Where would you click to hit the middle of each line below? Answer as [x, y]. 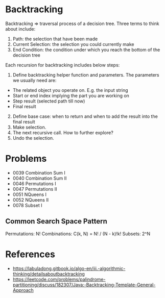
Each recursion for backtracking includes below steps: [63, 65]
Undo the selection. [33, 138]
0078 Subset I [27, 205]
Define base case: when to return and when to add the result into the [85, 116]
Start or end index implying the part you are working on [71, 95]
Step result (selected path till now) [49, 101]
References [30, 254]
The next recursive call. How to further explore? [63, 132]
